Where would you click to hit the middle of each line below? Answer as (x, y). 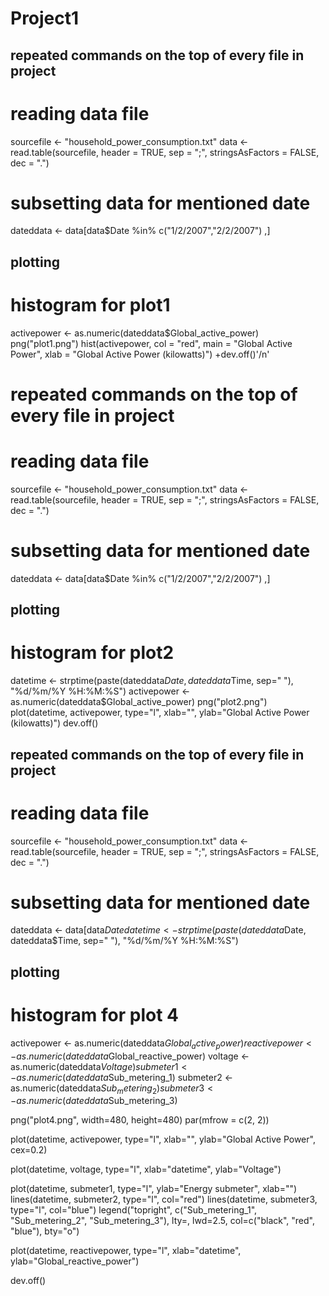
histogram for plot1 (90, 305)
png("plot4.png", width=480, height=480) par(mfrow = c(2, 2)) (140, 1120)
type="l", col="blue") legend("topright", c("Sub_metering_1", (134, 1210)
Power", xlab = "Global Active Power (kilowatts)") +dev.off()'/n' (140, 354)
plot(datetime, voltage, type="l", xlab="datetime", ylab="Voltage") (146, 1169)
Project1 (45, 18)
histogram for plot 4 (94, 1015)
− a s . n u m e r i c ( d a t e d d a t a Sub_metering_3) (94, 1101)
